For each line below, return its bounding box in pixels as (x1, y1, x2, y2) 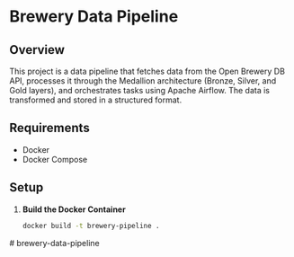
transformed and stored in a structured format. (9, 94, 183, 105)
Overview (9, 42, 66, 58)
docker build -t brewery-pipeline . (22, 221, 160, 230)
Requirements (9, 120, 90, 136)
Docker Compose (22, 154, 88, 164)
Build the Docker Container (22, 204, 126, 215)
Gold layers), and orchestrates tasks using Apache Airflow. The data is (9, 85, 270, 95)
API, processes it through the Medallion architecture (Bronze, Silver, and (9, 75, 277, 86)
